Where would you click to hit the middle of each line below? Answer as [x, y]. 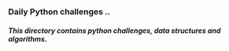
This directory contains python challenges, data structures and [114, 31]
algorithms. [28, 38]
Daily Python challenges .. [59, 12]
